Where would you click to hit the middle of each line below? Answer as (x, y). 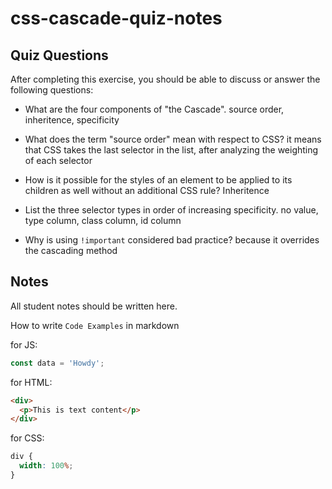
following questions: (52, 90)
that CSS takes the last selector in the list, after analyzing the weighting (171, 150)
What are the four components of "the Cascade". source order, (154, 109)
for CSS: (27, 438)
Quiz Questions (59, 55)
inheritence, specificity (72, 120)
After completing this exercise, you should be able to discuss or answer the (165, 79)
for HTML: (31, 382)
